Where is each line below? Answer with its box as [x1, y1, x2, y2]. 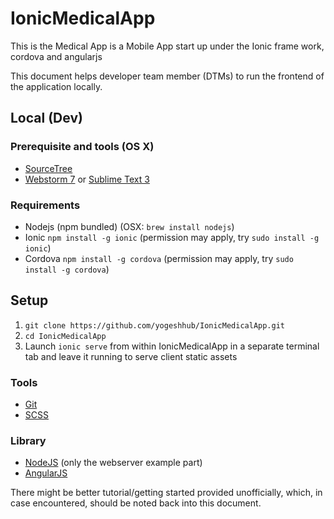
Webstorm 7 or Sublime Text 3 [24, 173, 150, 185]
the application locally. [10, 80, 103, 92]
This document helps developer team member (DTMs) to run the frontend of [10, 70, 325, 82]
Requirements [10, 198, 81, 212]
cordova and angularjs [10, 50, 103, 62]
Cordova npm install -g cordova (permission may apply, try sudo [24, 252, 294, 264]
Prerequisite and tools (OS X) [10, 140, 155, 154]
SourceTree [24, 162, 73, 174]
